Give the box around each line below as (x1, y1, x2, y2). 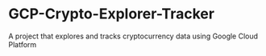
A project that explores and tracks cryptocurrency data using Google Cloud (8, 31, 259, 41)
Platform (8, 39, 37, 49)
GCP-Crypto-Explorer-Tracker (8, 5, 215, 23)
